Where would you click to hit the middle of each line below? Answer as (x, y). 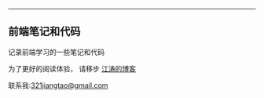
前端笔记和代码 (44, 32)
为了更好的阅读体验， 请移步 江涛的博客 (72, 68)
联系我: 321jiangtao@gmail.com (58, 85)
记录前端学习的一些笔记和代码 (56, 52)
